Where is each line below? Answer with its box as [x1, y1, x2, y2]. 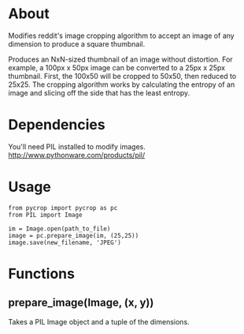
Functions [8, 265, 75, 283]
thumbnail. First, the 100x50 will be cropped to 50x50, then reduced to [8, 71, 237, 81]
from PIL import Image [8, 211, 83, 219]
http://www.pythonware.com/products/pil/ [8, 150, 146, 159]
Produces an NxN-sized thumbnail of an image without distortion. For [8, 54, 234, 64]
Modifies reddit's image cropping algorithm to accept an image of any [8, 31, 235, 40]
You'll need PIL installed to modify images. [8, 141, 146, 151]
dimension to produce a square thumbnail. [8, 39, 146, 48]
